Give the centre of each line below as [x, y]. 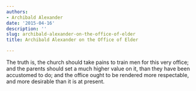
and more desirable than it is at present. [56, 81]
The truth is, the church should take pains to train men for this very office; [98, 62]
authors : [17, 12]
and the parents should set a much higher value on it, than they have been [98, 69]
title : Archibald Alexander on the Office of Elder [72, 40]
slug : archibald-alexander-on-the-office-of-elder [71, 34]
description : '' [26, 29]
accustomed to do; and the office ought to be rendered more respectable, [98, 75]
